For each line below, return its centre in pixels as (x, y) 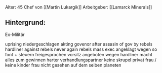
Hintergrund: (25, 22)
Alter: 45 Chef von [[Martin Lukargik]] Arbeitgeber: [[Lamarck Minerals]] (79, 7)
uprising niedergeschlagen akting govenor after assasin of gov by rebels (79, 44)
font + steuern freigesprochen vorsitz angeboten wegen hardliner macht (79, 54)
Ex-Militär (15, 35)
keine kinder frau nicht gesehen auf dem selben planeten (63, 65)
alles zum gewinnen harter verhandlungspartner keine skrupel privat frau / (81, 60)
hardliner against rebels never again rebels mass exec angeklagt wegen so (81, 49)
